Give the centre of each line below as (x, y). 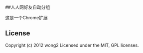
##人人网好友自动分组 (28, 7)
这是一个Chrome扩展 (27, 18)
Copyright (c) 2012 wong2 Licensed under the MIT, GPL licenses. (72, 45)
